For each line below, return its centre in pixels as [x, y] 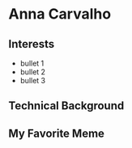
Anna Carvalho [60, 14]
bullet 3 [33, 80]
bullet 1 [32, 63]
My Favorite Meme [57, 133]
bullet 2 [33, 72]
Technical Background [66, 106]
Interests [32, 44]
